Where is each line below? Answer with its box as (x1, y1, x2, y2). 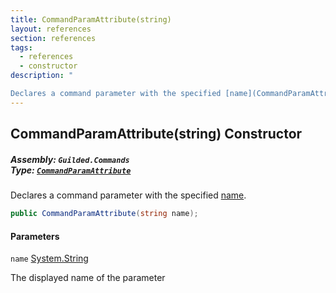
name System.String (10, 252, 89, 265)
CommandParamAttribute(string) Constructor (10, 126, 303, 143)
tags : (10, 42, 33, 53)
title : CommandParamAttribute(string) (10, 14, 172, 25)
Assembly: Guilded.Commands (10, 153, 130, 165)
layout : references (10, 24, 92, 34)
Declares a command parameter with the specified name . (10, 189, 247, 201)
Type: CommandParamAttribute (10, 164, 132, 176)
